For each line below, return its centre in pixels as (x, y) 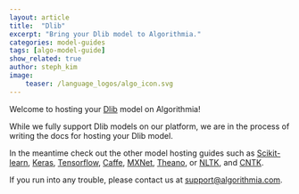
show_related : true (46, 59)
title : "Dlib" (37, 26)
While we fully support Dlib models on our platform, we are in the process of (149, 126)
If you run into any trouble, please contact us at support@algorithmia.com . (146, 180)
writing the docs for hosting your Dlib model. (91, 135)
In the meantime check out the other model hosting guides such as (132, 153)
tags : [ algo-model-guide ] (57, 51)
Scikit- (269, 153)
